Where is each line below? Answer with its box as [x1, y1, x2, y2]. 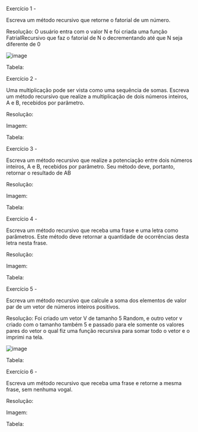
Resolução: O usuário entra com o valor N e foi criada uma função [6, 28, 168, 35]
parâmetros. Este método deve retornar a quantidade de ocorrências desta [6, 233, 189, 240]
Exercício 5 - [6, 285, 37, 293]
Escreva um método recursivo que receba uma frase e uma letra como [6, 227, 179, 234]
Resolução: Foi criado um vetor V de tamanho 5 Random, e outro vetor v [6, 315, 183, 322]
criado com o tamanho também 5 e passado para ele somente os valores [6, 321, 185, 328]
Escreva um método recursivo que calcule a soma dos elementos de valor [6, 297, 187, 304]
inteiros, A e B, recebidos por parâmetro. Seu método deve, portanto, [6, 163, 175, 170]
